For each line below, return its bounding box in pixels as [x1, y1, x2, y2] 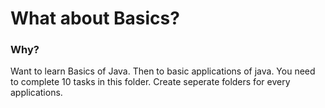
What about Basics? [10, 7, 180, 30]
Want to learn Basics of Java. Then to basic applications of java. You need [10, 65, 316, 77]
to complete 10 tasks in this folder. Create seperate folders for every [10, 76, 291, 88]
